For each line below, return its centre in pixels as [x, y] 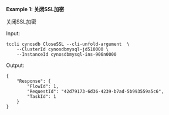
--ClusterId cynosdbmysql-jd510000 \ [63, 49]
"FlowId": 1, [43, 86]
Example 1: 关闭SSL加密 [35, 9]
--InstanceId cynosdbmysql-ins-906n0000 [67, 55]
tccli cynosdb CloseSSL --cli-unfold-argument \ [68, 44]
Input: [13, 33]
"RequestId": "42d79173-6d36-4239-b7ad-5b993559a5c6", [96, 92]
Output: [15, 65]
